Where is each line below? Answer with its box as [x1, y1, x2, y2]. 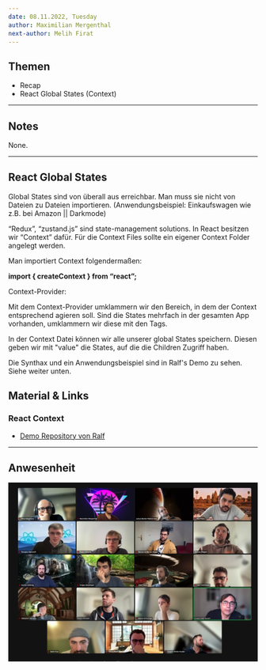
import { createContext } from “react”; [8, 271, 137, 281]
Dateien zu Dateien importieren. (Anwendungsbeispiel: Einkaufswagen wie [8, 200, 252, 210]
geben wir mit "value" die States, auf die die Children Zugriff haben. [8, 343, 230, 352]
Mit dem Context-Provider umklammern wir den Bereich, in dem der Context [8, 301, 257, 312]
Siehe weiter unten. [8, 366, 71, 376]
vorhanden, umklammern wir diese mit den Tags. [8, 319, 168, 328]
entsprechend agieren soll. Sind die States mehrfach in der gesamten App [8, 310, 249, 320]
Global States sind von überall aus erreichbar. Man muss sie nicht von [8, 191, 236, 201]
